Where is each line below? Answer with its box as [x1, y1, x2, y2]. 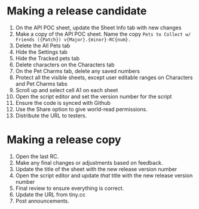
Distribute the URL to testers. [15, 112, 87, 119]
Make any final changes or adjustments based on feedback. [15, 159, 163, 166]
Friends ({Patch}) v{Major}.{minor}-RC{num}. [15, 37, 131, 43]
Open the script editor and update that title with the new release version [15, 172, 193, 179]
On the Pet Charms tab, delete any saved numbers [15, 67, 140, 74]
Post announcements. [15, 197, 70, 204]
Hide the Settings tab [15, 48, 68, 55]
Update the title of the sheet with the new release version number [15, 165, 177, 172]
